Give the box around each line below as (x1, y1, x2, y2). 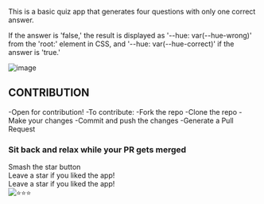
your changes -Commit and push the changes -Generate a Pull (27, 116, 234, 125)
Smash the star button (8, 163, 81, 172)
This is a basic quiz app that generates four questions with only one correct (8, 7, 256, 16)
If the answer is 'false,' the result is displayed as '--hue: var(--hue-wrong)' (8, 31, 252, 40)
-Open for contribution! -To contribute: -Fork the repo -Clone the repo (8, 107, 237, 116)
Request (8, 124, 36, 134)
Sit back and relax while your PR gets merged (8, 143, 187, 155)
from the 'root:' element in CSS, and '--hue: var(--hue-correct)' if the (8, 39, 235, 49)
